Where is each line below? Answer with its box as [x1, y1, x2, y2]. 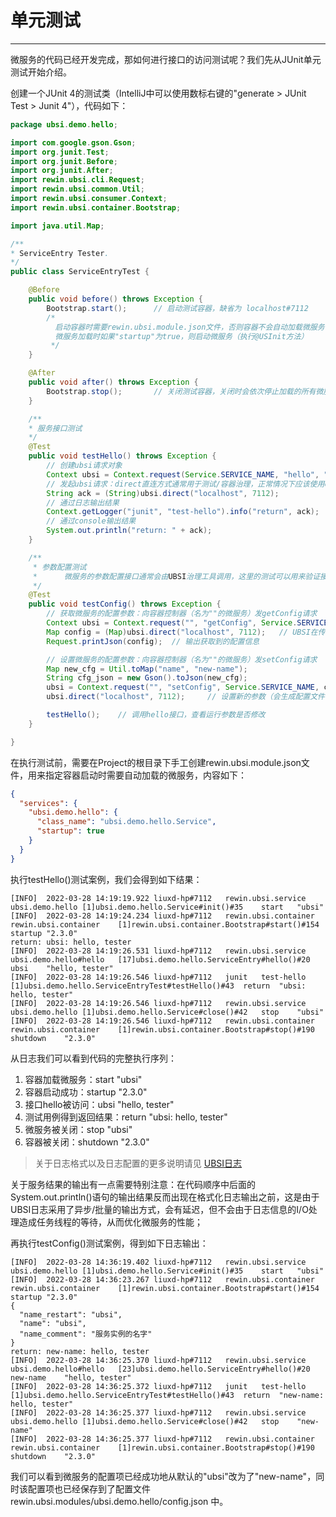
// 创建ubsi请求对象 [46, 461, 123, 471]
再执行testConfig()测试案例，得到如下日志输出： [10, 1237, 209, 1249]
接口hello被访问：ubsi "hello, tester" [24, 1098, 175, 1110]
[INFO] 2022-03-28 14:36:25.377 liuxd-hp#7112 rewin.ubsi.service [10, 1407, 307, 1418]
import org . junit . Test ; [10, 147, 110, 157]
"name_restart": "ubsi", [19, 1309, 123, 1320]
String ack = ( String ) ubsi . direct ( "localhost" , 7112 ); [46, 488, 280, 498]
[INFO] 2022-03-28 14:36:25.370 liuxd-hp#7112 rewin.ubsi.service [10, 1355, 307, 1365]
